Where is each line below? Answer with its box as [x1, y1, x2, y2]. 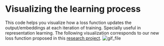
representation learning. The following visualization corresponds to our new [5, 30, 160, 36]
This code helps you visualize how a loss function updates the [5, 20, 132, 25]
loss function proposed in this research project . [5, 35, 102, 41]
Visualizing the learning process [5, 3, 141, 15]
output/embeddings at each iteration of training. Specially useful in [5, 24, 141, 30]
